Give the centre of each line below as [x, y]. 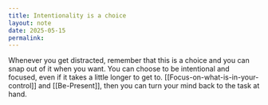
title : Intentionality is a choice [67, 16]
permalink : [26, 38]
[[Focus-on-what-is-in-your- [212, 77]
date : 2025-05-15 [37, 30]
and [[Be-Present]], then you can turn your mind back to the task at [149, 86]
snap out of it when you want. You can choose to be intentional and [119, 69]
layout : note [30, 23]
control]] [23, 86]
